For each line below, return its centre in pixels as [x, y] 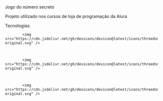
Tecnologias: [18, 26]
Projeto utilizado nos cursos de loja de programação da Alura [66, 16]
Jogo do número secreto [30, 7]
